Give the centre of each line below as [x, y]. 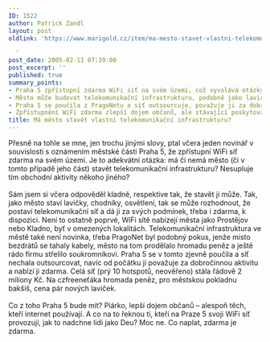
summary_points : [35, 82]
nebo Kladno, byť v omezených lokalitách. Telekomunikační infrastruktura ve [135, 229]
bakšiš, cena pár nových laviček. [62, 288]
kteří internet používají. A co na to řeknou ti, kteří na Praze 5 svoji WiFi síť [129, 314]
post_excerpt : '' [37, 68]
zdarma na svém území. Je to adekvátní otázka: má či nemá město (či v [127, 160]
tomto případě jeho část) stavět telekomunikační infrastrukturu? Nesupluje [131, 169]
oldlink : [23, 38]
